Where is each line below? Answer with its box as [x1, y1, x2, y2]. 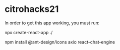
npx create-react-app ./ [4, 29, 53, 35]
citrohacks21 [4, 3, 59, 15]
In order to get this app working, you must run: [4, 20, 100, 26]
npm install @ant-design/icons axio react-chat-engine [4, 39, 115, 45]
